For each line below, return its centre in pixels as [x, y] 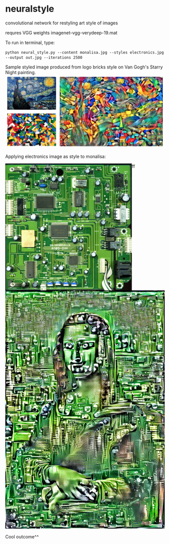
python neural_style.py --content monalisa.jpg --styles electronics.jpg [85, 52]
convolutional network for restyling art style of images [61, 23]
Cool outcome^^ [22, 537]
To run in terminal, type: [30, 42]
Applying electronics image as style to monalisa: [56, 157]
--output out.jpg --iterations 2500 [44, 57]
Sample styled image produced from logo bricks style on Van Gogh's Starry [84, 67]
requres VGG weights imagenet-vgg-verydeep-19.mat [61, 32]
